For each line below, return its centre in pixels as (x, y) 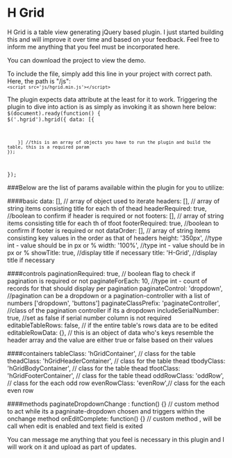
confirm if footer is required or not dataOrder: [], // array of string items (109, 230)
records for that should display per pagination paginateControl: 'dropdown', (115, 288)
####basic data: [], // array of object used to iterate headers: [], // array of (114, 201)
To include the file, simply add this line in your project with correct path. (110, 74)
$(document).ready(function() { (54, 113)
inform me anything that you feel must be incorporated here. (94, 47)
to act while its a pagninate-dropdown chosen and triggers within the (106, 411)
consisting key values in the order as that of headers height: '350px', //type (115, 238)
